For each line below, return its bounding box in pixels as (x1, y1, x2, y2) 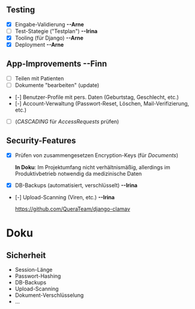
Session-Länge (14, 266, 53, 273)
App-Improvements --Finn (6, 59, 107, 69)
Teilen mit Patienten (14, 74, 64, 82)
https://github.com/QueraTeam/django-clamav (14, 205, 131, 212)
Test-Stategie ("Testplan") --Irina (14, 27, 98, 35)
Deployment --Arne (14, 41, 64, 48)
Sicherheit (6, 250, 46, 260)
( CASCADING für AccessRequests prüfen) (14, 118, 119, 125)
